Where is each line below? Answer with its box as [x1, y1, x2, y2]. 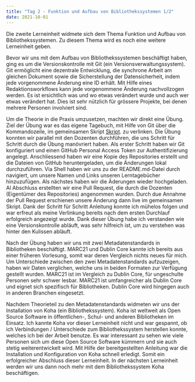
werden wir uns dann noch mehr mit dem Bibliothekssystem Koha [6, 363, 165, 370]
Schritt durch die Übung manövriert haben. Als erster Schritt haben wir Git [6, 140, 185, 148]
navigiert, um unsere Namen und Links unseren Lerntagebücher [6, 172, 160, 179]
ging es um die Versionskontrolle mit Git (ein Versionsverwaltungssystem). [6, 60, 186, 68]
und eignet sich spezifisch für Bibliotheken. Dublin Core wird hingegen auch [6, 283, 190, 290]
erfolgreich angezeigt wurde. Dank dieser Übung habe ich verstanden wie [6, 215, 184, 222]
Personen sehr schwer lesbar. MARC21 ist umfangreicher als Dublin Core [6, 277, 182, 284]
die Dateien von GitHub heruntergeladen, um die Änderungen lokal [6, 159, 167, 166]
